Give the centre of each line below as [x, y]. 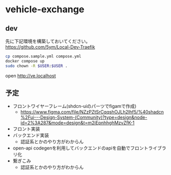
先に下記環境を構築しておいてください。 [48, 41]
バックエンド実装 [31, 135]
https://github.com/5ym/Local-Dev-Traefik [50, 47]
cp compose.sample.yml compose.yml [43, 56]
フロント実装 [26, 129]
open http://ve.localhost [31, 76]
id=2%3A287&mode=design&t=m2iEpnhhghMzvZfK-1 [77, 123]
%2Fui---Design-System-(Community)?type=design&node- [84, 117]
